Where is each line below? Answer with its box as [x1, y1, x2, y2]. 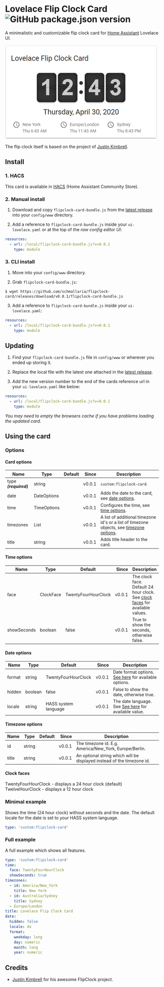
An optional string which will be [76, 752, 139, 758]
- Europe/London [9, 904, 42, 908]
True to [132, 616, 147, 623]
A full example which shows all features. [5, 847, 86, 853]
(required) [7, 483, 28, 489]
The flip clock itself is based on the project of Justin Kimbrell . [5, 143, 128, 149]
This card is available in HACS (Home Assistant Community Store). [5, 183, 139, 189]
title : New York [14, 888, 47, 893]
